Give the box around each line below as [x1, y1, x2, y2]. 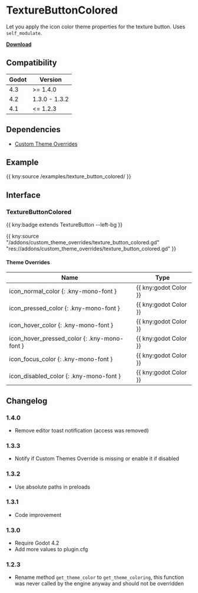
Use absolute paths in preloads [14, 483, 91, 490]
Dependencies [6, 125, 61, 135]
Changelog [6, 396, 48, 406]
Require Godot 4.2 [14, 539, 60, 546]
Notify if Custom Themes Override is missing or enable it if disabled [14, 455, 180, 462]
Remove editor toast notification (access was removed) [14, 427, 149, 434]
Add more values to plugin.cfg [14, 546, 88, 553]
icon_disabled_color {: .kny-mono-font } [9, 372, 121, 381]
